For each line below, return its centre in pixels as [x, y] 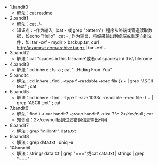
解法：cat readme [35, 13]
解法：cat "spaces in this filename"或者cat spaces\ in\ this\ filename [85, 58]
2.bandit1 [19, 18]
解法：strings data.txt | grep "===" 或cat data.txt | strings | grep [81, 153]
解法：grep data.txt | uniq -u [45, 142]
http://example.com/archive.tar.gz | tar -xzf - [61, 48]
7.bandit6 [19, 108]
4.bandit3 [19, 64]
